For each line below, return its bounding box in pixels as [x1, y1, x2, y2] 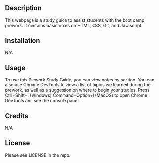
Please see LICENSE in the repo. [5, 152, 71, 158]
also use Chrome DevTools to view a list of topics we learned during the [5, 82, 151, 88]
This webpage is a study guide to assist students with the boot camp [5, 17, 145, 23]
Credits [5, 112, 29, 120]
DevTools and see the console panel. [5, 98, 80, 104]
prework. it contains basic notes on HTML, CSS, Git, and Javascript [5, 22, 142, 28]
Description [5, 4, 42, 12]
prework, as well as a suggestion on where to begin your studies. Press [5, 87, 150, 93]
